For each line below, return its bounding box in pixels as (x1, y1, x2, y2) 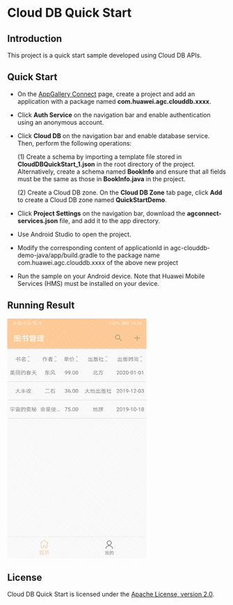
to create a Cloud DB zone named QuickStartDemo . (17, 195, 167, 204)
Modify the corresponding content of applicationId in (17, 243, 169, 252)
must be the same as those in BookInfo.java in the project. (17, 174, 186, 183)
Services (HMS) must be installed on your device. (17, 279, 160, 287)
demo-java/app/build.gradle (17, 251, 98, 259)
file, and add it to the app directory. (59, 216, 161, 224)
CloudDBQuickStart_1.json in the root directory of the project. (17, 160, 196, 168)
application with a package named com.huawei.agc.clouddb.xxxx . (17, 97, 211, 105)
